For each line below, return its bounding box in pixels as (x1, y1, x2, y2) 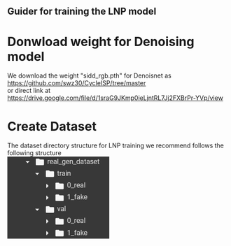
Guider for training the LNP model (7, 6, 157, 17)
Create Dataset (7, 118, 97, 134)
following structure (7, 149, 62, 157)
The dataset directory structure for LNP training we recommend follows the (7, 141, 224, 150)
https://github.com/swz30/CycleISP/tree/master (7, 79, 146, 87)
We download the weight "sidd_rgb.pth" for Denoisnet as (7, 71, 171, 80)
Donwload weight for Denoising (7, 34, 195, 50)
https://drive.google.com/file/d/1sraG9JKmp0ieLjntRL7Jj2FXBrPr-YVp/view (7, 94, 224, 102)
